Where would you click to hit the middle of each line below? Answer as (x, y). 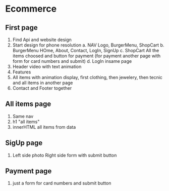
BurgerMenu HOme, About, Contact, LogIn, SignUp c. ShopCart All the (86, 50)
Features (22, 72)
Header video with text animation (47, 67)
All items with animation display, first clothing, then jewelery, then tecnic (88, 77)
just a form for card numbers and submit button (62, 183)
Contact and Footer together (42, 88)
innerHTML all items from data (44, 127)
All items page (28, 104)
